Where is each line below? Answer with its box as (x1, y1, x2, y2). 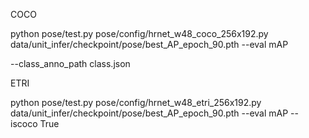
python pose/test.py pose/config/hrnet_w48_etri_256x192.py (10, 97, 262, 108)
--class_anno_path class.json (10, 58, 131, 69)
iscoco (10, 118, 38, 129)
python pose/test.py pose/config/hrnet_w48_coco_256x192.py (10, 28, 269, 39)
